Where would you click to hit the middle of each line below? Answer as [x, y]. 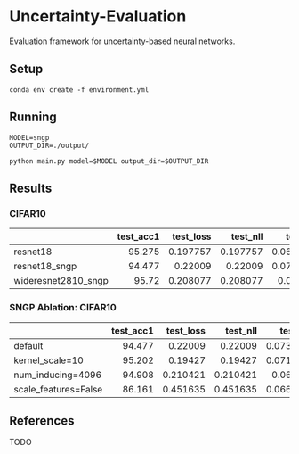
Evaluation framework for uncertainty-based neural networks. [122, 41]
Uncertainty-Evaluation [98, 17]
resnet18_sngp [45, 267]
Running [33, 117]
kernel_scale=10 [49, 360]
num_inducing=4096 [58, 375]
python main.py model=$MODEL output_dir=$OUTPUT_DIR [109, 161]
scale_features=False [58, 389]
